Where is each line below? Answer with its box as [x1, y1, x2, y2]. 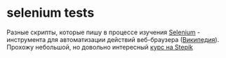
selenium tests [6, 5, 95, 21]
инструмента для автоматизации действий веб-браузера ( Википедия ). [6, 35, 220, 43]
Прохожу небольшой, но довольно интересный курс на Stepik [6, 43, 194, 51]
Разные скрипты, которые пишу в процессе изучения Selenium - [6, 28, 201, 36]
